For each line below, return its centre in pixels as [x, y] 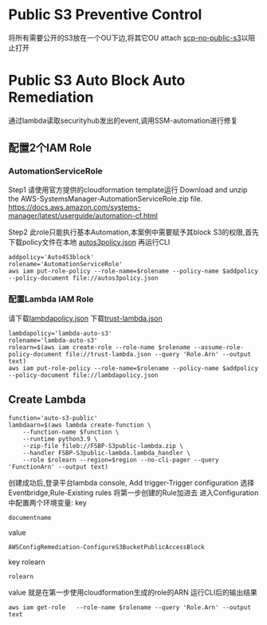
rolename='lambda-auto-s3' [53, 340]
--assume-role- [219, 347]
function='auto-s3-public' [53, 418]
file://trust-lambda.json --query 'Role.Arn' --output [158, 354]
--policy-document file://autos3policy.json [83, 278]
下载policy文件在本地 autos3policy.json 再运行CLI [89, 242]
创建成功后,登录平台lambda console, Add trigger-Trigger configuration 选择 [132, 482]
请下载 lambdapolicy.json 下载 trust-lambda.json [85, 318]
